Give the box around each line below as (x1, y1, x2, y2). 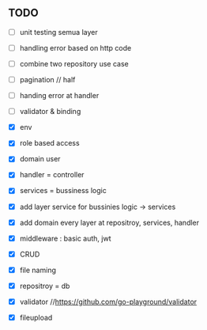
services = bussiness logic (19, 186, 107, 195)
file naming (19, 265, 57, 275)
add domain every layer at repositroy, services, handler (19, 218, 200, 227)
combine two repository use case (19, 59, 129, 68)
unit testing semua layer (19, 27, 98, 36)
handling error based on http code (19, 43, 132, 52)
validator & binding (19, 107, 81, 116)
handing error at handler (19, 91, 100, 101)
